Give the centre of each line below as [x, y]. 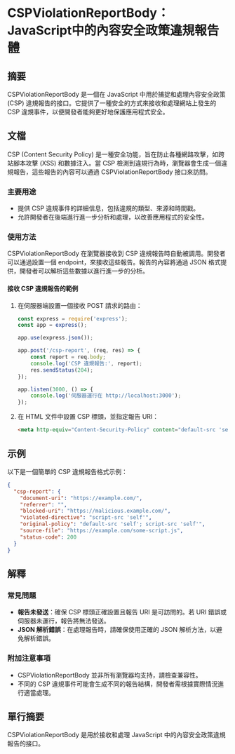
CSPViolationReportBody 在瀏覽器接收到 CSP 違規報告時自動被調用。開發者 [116, 254]
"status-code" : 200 [48, 537]
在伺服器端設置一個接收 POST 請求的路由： [80, 305]
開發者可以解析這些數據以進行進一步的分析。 [84, 271]
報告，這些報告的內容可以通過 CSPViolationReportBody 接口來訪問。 [112, 172]
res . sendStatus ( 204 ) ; [62, 370]
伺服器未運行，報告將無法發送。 [63, 621]
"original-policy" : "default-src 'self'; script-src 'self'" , [113, 524]
